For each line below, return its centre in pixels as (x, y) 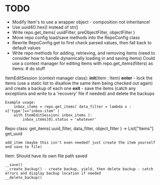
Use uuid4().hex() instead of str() (45, 27)
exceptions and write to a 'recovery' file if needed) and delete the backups (80, 93)
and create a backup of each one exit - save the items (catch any (71, 88)
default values (26, 48)
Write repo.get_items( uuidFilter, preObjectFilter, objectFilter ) (73, 32)
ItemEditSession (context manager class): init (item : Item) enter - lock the (79, 78)
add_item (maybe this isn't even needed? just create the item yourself (80, 142)
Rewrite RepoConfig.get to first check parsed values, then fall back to (82, 42)
